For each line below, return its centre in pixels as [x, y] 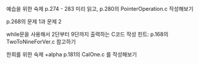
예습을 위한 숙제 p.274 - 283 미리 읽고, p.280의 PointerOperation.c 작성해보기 [100, 9]
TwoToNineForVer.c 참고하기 [41, 42]
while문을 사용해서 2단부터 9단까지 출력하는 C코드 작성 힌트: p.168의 [87, 34]
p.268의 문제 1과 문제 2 [34, 22]
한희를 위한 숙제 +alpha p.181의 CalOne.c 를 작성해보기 [72, 54]
